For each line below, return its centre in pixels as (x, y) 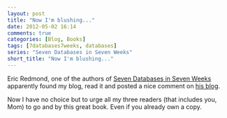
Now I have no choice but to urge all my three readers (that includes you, (112, 99)
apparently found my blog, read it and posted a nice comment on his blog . (114, 86)
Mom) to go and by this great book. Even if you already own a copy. (105, 107)
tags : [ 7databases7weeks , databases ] (62, 46)
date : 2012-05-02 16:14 (42, 26)
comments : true (29, 33)
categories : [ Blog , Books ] (46, 40)
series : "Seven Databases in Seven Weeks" (70, 53)
